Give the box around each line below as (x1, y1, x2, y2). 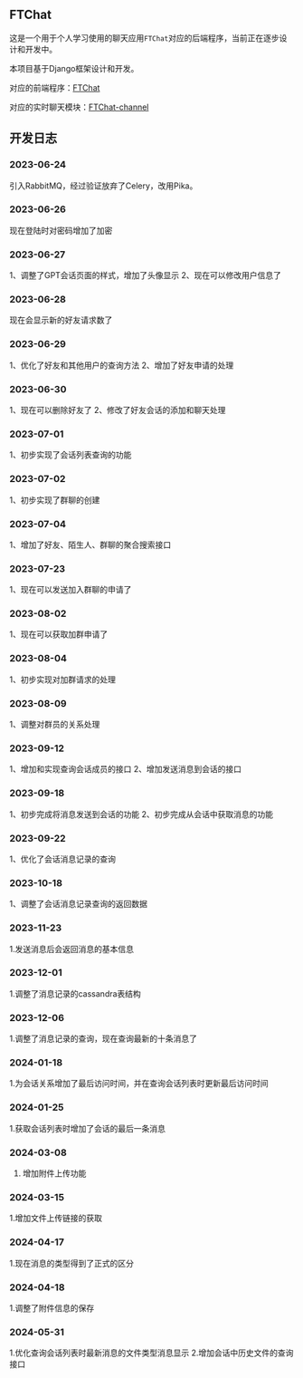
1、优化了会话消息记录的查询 (9, 853, 116, 864)
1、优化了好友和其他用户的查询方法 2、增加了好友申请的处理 (9, 360, 234, 371)
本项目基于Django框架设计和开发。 (9, 63, 139, 73)
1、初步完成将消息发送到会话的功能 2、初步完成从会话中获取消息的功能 (9, 808, 274, 819)
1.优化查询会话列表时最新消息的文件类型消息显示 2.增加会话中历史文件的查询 (9, 1347, 294, 1358)
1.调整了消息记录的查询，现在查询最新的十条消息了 (9, 1033, 197, 1045)
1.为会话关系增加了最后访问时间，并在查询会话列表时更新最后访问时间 (9, 1078, 269, 1089)
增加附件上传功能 (22, 1168, 87, 1179)
